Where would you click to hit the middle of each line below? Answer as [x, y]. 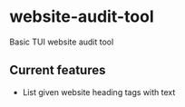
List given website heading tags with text [99, 92]
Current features [58, 70]
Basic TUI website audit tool [62, 42]
